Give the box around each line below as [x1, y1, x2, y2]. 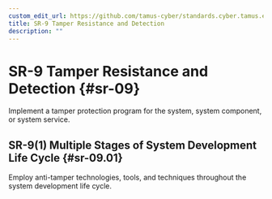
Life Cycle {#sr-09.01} [8, 151, 123, 165]
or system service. [8, 115, 70, 124]
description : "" [8, 27, 63, 35]
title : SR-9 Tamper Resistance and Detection [8, 19, 164, 28]
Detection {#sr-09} [8, 79, 140, 97]
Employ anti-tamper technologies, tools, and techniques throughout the [8, 172, 247, 183]
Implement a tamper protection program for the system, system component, [8, 106, 262, 116]
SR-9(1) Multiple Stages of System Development [8, 138, 257, 152]
